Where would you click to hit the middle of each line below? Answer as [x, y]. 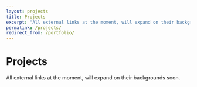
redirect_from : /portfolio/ [40, 33]
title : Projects [26, 17]
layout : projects [27, 11]
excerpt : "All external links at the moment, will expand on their [90, 22]
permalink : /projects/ [34, 28]
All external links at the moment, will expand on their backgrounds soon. [93, 78]
